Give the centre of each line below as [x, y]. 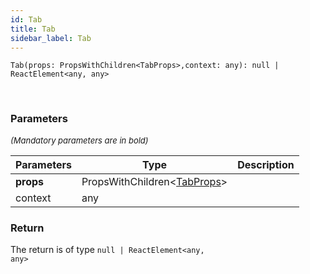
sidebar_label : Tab [51, 38]
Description [266, 164]
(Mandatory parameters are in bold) [79, 140]
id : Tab [26, 19]
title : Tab [33, 29]
